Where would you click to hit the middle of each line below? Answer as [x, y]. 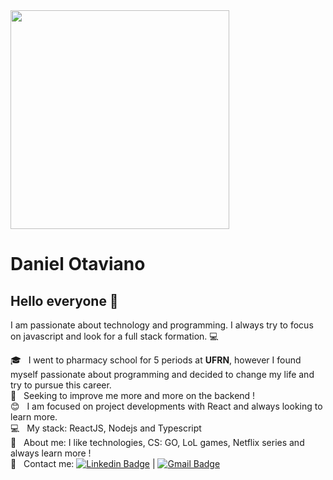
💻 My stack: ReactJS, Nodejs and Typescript [106, 428]
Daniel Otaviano [78, 264]
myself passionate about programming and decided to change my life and [162, 374]
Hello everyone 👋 [64, 300]
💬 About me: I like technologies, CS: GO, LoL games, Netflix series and [157, 442]
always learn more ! [51, 453]
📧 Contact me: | [83, 463]
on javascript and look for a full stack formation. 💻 [114, 336]
